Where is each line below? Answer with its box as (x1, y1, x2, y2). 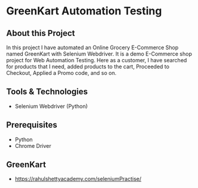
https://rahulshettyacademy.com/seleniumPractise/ (14, 175, 142, 183)
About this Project (6, 28, 75, 38)
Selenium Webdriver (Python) (14, 102, 88, 110)
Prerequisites (6, 120, 57, 130)
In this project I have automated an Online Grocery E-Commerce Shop (6, 44, 179, 51)
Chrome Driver (14, 142, 52, 149)
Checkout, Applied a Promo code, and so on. (6, 69, 117, 76)
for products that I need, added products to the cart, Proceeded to (6, 63, 169, 70)
